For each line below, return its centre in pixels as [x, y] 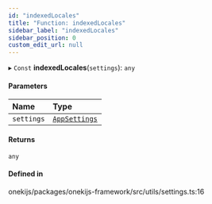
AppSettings [75, 119]
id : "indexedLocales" [44, 15]
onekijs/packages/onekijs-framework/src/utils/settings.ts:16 [106, 191]
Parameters [28, 86]
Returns [22, 139]
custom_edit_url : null [46, 45]
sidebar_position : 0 [42, 38]
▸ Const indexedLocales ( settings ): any [72, 67]
